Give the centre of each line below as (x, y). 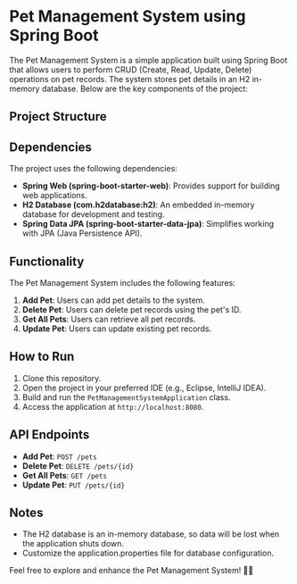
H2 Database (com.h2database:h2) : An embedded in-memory (138, 205)
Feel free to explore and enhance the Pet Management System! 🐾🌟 (132, 571)
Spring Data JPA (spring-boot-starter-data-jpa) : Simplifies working (148, 224)
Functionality (47, 261)
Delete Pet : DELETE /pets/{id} (78, 465)
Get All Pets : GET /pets (65, 475)
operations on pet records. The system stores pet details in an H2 (130, 79)
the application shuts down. (73, 544)
